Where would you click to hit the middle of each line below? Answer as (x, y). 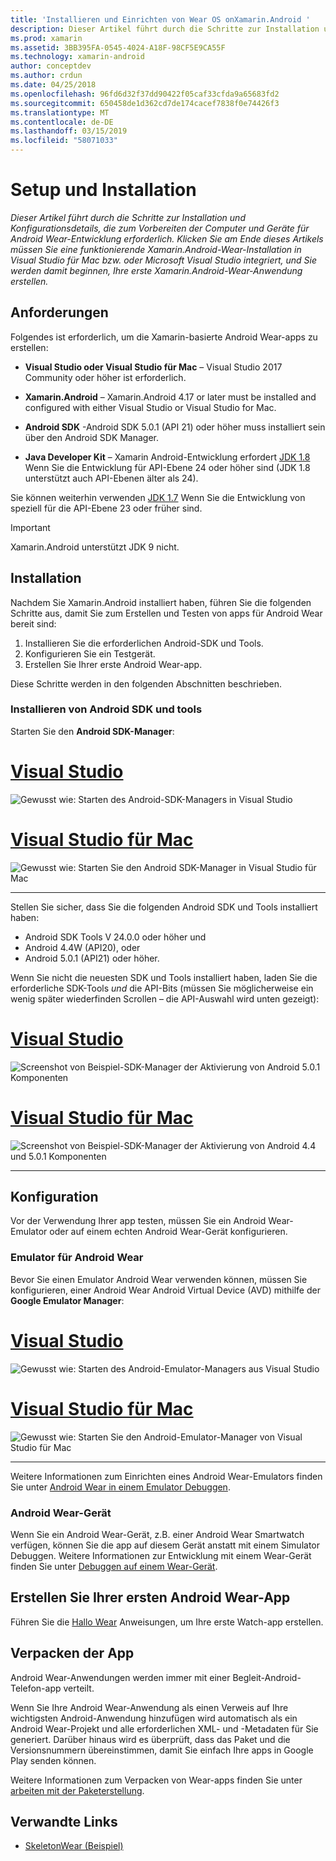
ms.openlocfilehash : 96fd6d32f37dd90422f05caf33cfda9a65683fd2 (145, 94)
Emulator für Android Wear (77, 1258)
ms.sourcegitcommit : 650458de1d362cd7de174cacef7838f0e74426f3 (145, 103)
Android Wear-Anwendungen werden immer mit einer (120, 1677)
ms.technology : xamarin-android (77, 57)
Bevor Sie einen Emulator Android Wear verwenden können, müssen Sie (159, 1279)
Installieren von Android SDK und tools (106, 709)
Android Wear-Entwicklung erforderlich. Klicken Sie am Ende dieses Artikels (167, 238)
